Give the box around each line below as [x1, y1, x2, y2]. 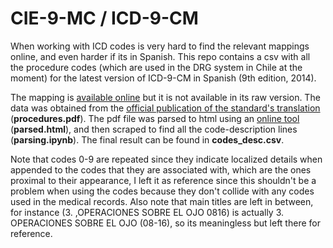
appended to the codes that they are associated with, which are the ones [10, 163, 312, 176]
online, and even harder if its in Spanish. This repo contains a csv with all [10, 50, 311, 62]
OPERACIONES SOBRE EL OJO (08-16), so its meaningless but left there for [10, 217, 321, 229]
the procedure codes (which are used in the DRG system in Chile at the [10, 61, 303, 73]
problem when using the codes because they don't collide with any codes [10, 185, 315, 197]
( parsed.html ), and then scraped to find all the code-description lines [10, 123, 298, 135]
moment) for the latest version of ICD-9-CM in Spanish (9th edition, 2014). [10, 72, 317, 84]
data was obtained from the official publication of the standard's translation [10, 102, 321, 114]
